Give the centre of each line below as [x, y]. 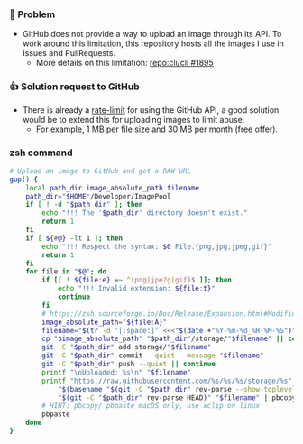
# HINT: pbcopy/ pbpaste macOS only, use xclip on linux [151, 406]
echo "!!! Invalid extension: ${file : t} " [137, 289]
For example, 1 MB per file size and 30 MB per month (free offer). [156, 129]
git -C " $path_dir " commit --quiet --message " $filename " [153, 356]
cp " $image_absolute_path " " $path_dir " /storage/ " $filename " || [163, 339]
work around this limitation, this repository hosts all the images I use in [153, 43]
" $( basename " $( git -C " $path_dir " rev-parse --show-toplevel [177, 389]
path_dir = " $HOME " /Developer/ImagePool [98, 196]
